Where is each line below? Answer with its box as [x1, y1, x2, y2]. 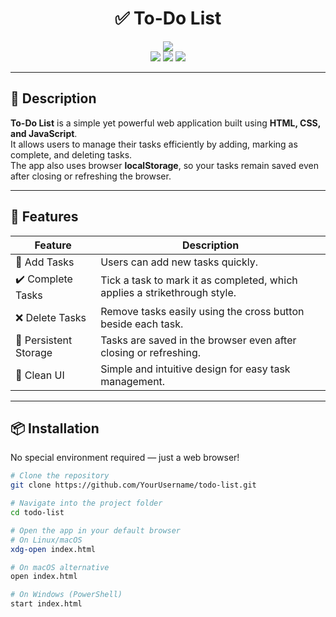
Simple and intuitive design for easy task [100, 362, 291, 376]
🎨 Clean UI [15, 368, 65, 382]
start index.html [10, 599, 83, 609]
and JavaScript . [10, 127, 78, 139]
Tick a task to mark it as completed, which [100, 273, 298, 287]
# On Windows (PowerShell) [10, 590, 123, 600]
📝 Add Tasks [15, 255, 75, 269]
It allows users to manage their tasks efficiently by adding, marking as [10, 138, 298, 150]
